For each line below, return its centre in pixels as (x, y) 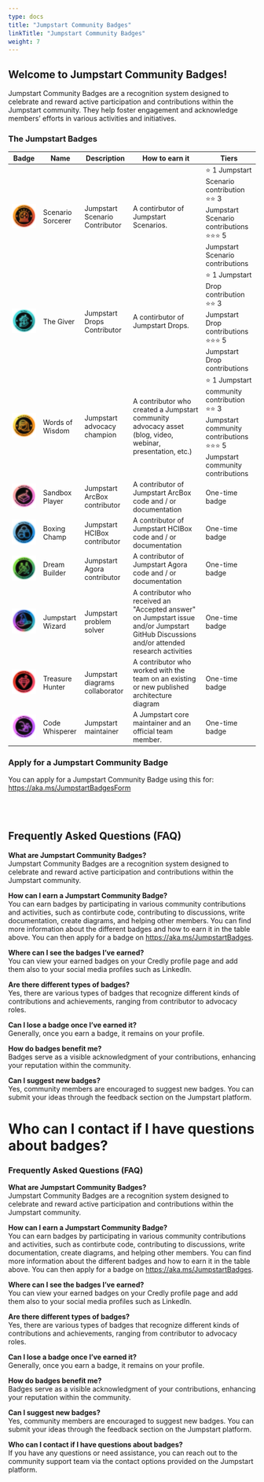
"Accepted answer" (165, 609)
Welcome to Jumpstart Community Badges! (118, 74)
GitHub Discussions (165, 634)
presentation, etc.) (163, 452)
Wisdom (56, 431)
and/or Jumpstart (161, 626)
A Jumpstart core (161, 715)
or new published (161, 687)
